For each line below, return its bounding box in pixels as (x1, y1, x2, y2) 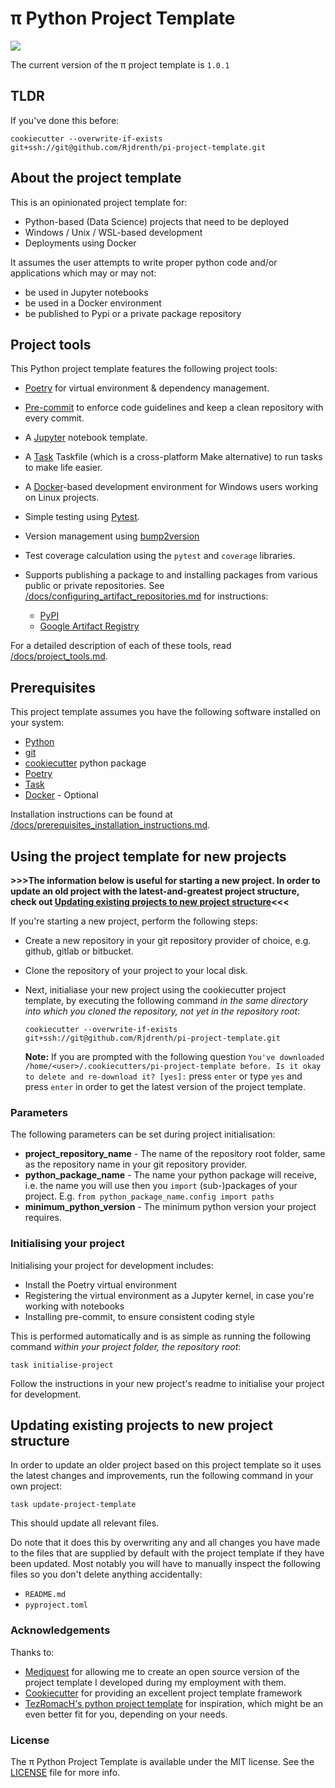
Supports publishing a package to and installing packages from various (24, 569, 318, 581)
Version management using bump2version (24, 530, 200, 542)
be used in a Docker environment (24, 297, 162, 309)
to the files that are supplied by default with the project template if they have (10, 1547, 325, 1559)
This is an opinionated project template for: (10, 196, 188, 208)
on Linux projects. (24, 492, 100, 504)
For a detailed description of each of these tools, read (10, 640, 232, 652)
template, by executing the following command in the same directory (24, 995, 308, 1006)
